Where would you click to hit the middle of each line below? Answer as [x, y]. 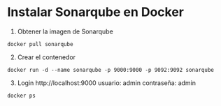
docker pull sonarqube [40, 44]
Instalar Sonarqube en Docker [95, 12]
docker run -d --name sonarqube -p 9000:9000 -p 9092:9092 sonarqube [111, 70]
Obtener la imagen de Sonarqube [65, 31]
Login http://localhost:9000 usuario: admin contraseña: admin [107, 83]
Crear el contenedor [46, 57]
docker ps [22, 96]
